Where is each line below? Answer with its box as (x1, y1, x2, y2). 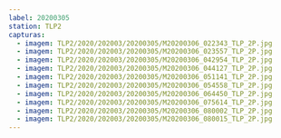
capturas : (8, 30, 46, 39)
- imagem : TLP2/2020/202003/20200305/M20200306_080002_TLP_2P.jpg (16, 106, 273, 115)
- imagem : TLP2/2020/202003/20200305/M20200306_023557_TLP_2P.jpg (16, 47, 273, 56)
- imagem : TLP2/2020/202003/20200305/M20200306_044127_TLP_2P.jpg (16, 64, 273, 74)
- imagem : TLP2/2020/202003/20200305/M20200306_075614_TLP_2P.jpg (16, 97, 273, 107)
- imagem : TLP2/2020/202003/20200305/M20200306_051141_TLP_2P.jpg (16, 73, 273, 82)
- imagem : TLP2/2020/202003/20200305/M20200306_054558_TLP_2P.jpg (16, 81, 273, 90)
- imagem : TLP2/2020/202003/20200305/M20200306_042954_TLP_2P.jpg (16, 55, 273, 64)
